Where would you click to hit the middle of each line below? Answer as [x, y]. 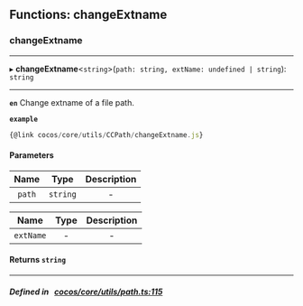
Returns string [37, 260]
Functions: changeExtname [88, 15]
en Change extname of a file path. [72, 102]
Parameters [32, 155]
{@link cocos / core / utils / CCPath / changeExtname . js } [106, 134]
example [24, 119]
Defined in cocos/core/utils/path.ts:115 [86, 292]
